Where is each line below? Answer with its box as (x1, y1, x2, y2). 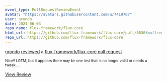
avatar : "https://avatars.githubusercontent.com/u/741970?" (5, 12, 133, 17)
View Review (5, 71, 31, 77)
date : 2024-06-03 (5, 21, 41, 26)
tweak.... (5, 63, 20, 68)
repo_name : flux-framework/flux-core (5, 26, 83, 31)
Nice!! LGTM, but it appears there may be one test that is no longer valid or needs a (5, 58, 147, 63)
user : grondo (5, 16, 32, 21)
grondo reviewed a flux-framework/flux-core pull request (5, 48, 122, 55)
